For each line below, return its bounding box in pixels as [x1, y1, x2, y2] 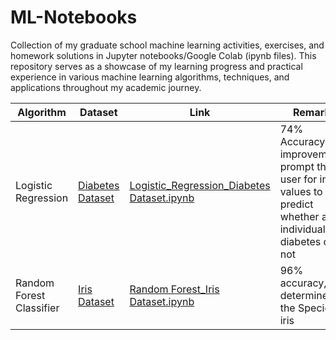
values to [279, 184, 323, 198]
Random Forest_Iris [129, 282, 220, 296]
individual [279, 222, 326, 236]
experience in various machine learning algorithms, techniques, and [10, 71, 290, 83]
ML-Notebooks [10, 6, 138, 29]
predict [279, 197, 314, 211]
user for [279, 172, 318, 186]
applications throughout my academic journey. [10, 81, 202, 93]
